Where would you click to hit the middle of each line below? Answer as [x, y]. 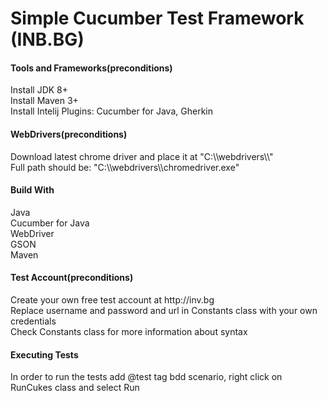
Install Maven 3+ [44, 101]
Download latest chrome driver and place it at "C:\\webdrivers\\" [142, 156]
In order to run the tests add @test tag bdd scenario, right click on [146, 377]
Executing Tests [44, 354]
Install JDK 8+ [39, 90]
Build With [32, 190]
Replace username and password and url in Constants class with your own [164, 310]
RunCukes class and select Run [75, 388]
